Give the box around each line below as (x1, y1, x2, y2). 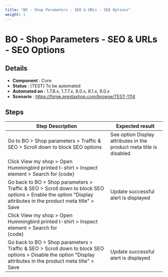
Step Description (35, 123, 77, 130)
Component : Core (12, 77, 51, 83)
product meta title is (110, 144, 157, 151)
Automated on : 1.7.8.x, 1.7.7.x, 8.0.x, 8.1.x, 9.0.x (12, 88, 110, 94)
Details (5, 64, 27, 73)
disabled (110, 150, 131, 157)
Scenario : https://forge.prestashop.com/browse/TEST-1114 (12, 93, 135, 99)
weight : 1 (5, 12, 26, 17)
